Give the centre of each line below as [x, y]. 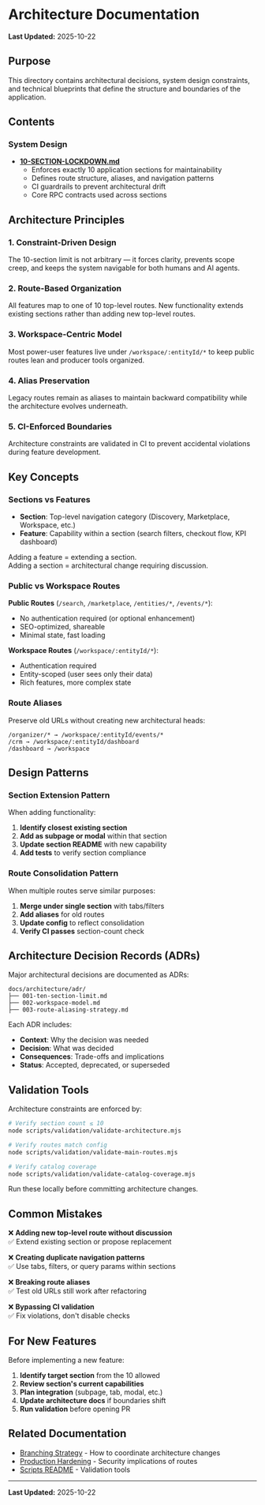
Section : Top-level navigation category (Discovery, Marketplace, [125, 516]
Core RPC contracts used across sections [99, 195]
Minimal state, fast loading [62, 635]
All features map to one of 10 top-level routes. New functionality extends [126, 306]
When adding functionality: [52, 813]
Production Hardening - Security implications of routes [108, 1461]
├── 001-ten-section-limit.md [58, 996]
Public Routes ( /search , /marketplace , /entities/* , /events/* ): [110, 603]
